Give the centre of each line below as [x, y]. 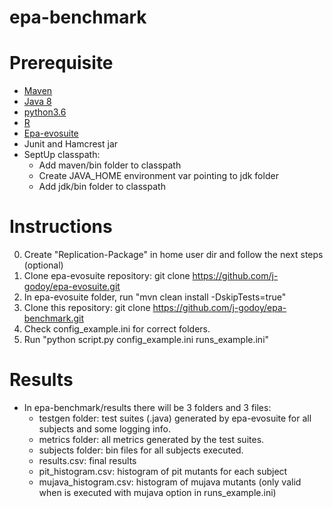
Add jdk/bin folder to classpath [102, 187]
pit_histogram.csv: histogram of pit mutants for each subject [163, 471]
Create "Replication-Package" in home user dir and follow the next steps [173, 255]
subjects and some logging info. [104, 429]
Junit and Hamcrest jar [71, 144]
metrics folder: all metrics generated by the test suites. [151, 439]
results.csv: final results [87, 460]
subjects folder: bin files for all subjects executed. [141, 450]
